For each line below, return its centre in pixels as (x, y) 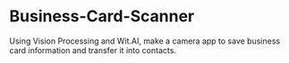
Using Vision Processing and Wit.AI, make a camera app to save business (144, 41)
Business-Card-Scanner (102, 16)
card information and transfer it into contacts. (93, 50)
